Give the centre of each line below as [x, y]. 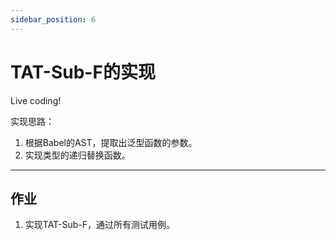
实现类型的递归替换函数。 [77, 155]
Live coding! [36, 100]
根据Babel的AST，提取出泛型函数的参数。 [111, 142]
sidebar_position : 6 [53, 19]
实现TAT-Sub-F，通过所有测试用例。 [100, 225]
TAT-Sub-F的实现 [83, 72]
